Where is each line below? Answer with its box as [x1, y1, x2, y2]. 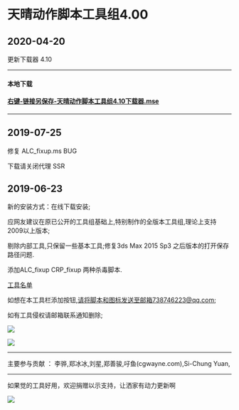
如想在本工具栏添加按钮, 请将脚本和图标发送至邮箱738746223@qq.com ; [7, 296, 217, 305]
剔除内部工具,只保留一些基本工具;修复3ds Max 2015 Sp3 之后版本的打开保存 [7, 241, 230, 250]
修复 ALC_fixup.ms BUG [7, 147, 77, 155]
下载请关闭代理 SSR [7, 162, 65, 170]
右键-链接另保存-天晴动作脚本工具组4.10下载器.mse [7, 97, 159, 105]
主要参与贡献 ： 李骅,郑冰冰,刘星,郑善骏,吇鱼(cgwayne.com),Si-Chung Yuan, [7, 359, 230, 368]
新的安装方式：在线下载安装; [7, 202, 91, 211]
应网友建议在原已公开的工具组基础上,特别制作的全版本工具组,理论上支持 [7, 218, 217, 226]
